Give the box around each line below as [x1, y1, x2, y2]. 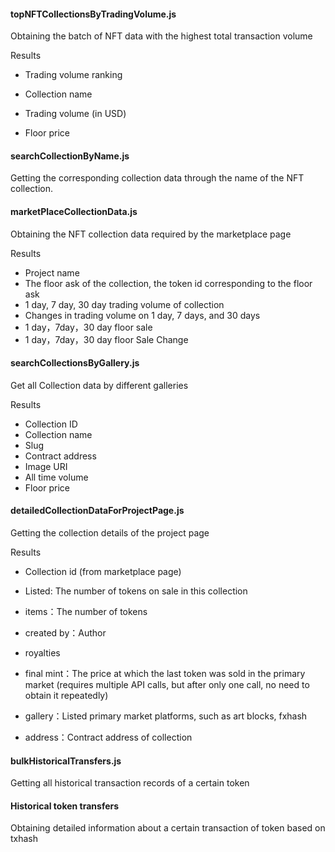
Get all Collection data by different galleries [10, 379, 189, 391]
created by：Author [24, 627, 107, 639]
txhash [10, 833, 39, 845]
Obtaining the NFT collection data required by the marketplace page [10, 228, 292, 240]
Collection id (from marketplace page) [24, 566, 182, 578]
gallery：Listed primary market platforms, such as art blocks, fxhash [24, 710, 308, 722]
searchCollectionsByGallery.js [10, 357, 140, 369]
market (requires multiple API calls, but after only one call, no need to [24, 679, 310, 691]
